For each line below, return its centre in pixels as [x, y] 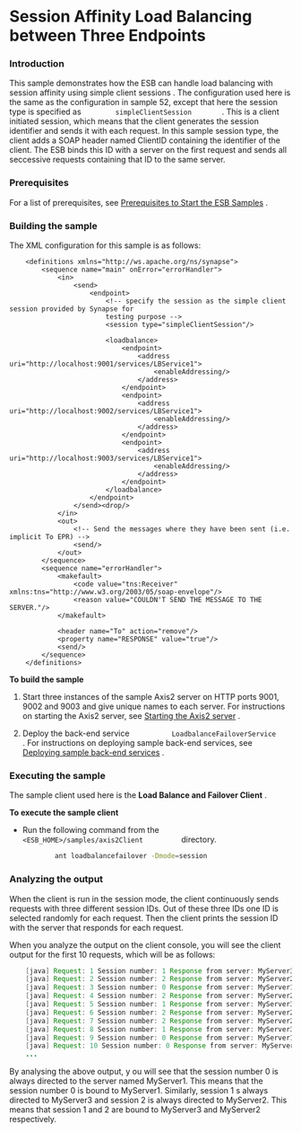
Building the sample [53, 226]
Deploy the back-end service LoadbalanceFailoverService [149, 733]
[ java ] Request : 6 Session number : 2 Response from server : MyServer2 [160, 1013]
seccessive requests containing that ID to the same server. [117, 160]
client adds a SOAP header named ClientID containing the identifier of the [145, 140]
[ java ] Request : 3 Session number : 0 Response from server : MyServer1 [160, 987]
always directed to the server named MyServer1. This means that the [136, 1081]
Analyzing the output [56, 880]
